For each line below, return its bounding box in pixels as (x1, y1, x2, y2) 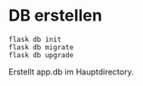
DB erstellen (8, 5, 103, 26)
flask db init (8, 35, 62, 44)
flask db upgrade (8, 50, 74, 59)
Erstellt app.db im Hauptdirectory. (8, 66, 135, 77)
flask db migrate (8, 42, 74, 52)
